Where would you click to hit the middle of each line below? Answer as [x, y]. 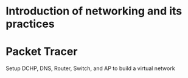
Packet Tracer [42, 52]
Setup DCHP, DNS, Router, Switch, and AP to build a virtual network [90, 68]
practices [30, 24]
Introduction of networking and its [94, 11]
